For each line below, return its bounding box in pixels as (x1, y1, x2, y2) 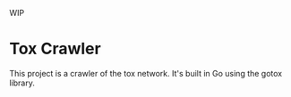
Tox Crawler (9, 39, 101, 59)
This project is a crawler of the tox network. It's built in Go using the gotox (9, 68, 283, 78)
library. (9, 77, 36, 88)
